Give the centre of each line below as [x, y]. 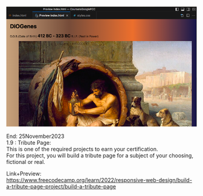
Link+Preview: [24, 174]
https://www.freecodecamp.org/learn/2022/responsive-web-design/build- [99, 180]
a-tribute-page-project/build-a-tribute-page [61, 187]
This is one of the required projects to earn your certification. [82, 149]
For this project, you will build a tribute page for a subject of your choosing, [100, 155]
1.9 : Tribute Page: [29, 143]
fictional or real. [26, 162]
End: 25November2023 [35, 136]
